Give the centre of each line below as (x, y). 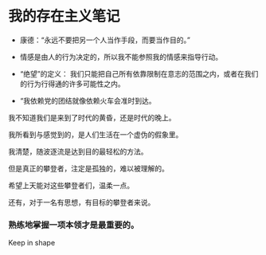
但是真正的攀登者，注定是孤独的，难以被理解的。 (88, 168)
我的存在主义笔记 (65, 16)
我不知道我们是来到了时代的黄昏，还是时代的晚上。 (92, 117)
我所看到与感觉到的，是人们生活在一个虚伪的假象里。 (96, 134)
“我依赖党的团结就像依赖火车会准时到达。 (88, 100)
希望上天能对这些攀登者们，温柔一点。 (71, 185)
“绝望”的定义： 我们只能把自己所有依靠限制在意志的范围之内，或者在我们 (139, 73)
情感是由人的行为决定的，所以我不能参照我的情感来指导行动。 (121, 57)
